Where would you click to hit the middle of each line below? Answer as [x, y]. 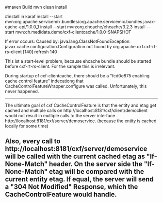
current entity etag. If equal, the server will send [79, 179]
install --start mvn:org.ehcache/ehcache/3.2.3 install [93, 27]
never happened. [22, 91]
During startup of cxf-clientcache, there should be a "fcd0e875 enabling [77, 76]
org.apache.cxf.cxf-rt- [135, 46]
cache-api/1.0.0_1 [22, 27]
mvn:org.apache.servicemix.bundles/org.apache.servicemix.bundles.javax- [81, 22]
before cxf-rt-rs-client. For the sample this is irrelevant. [60, 66]
